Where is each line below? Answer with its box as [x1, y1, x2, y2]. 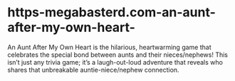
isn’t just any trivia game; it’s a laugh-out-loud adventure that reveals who [7, 58, 223, 66]
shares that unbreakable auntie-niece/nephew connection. [7, 65, 179, 74]
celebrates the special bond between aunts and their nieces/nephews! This [7, 50, 228, 59]
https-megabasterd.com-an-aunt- [7, 4, 216, 21]
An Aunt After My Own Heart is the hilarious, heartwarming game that [7, 43, 211, 51]
